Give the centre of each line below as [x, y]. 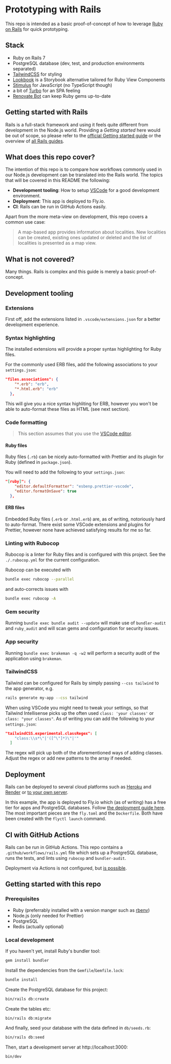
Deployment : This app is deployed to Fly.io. [59, 201]
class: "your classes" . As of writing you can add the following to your [80, 718]
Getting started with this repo [53, 884]
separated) [24, 68]
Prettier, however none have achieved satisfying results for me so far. [78, 530]
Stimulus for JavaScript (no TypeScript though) [62, 85]
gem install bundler [27, 960]
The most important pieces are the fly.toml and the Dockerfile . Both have [84, 813]
